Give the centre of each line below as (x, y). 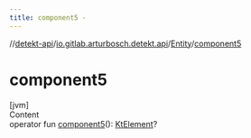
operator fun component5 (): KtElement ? (84, 124)
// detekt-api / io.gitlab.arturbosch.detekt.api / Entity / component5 (125, 43)
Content (24, 115)
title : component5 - (48, 18)
